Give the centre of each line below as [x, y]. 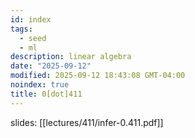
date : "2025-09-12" [51, 66]
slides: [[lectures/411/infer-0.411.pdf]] [87, 122]
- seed [33, 38]
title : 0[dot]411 [46, 94]
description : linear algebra [71, 57]
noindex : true [40, 85]
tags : [21, 29]
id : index [31, 19]
